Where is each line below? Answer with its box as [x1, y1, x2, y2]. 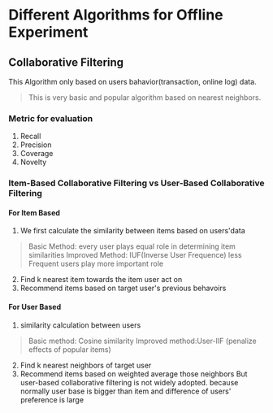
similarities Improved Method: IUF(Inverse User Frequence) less [28, 250, 242, 260]
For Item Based [8, 207, 61, 217]
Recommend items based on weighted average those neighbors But [19, 368, 248, 379]
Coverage [19, 149, 54, 159]
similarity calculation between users [19, 320, 141, 330]
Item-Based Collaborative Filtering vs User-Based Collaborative [8, 177, 265, 189]
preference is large [19, 394, 84, 404]
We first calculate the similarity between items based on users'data [19, 226, 245, 236]
